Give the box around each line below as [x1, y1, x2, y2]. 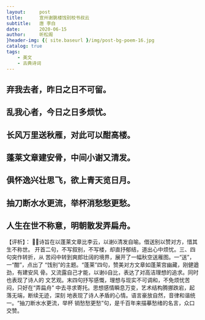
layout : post [6, 9, 51, 15]
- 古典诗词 [17, 60, 42, 66]
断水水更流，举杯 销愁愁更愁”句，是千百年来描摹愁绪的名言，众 [30, 299, 190, 307]
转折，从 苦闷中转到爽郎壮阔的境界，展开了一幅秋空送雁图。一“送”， [22, 253, 195, 261]
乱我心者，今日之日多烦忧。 [6, 107, 111, 117]
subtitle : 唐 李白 [6, 20, 56, 26]
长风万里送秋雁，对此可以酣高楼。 [6, 130, 135, 140]
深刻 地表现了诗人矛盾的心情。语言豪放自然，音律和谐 [54, 291, 190, 299]
